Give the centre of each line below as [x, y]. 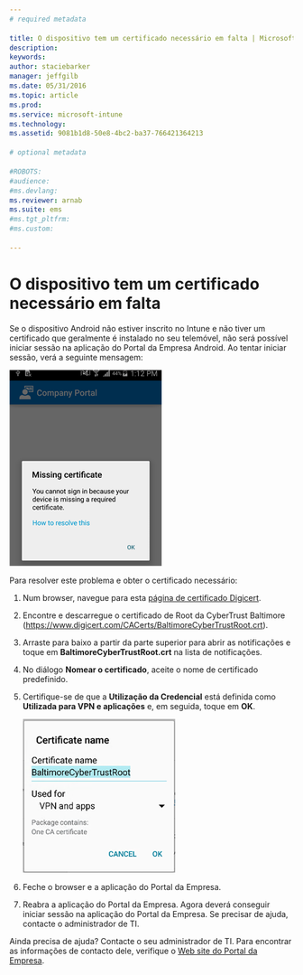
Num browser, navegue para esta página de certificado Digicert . [142, 597]
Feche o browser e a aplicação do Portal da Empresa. [122, 886]
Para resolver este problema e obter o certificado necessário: [124, 580]
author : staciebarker [50, 67]
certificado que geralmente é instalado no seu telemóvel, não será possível [149, 338]
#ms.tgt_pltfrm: [40, 220]
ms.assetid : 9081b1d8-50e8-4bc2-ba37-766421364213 [106, 134]
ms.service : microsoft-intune [66, 114]
